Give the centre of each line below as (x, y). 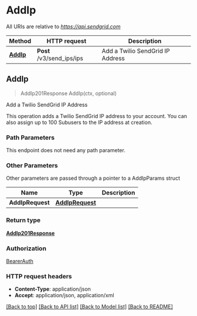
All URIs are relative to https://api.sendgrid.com (63, 26)
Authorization (26, 248)
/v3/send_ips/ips (60, 58)
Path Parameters (30, 137)
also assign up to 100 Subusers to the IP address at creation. (79, 122)
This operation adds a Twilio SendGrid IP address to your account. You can (97, 116)
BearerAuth (20, 261)
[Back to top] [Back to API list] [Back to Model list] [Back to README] (89, 307)
